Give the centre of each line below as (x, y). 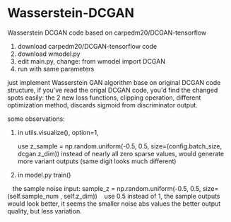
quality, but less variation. (45, 211)
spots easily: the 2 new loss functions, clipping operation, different (104, 98)
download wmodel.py (49, 54)
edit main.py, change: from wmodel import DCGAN (91, 61)
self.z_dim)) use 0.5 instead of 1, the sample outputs (142, 196)
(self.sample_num (33, 196)
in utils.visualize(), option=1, (58, 132)
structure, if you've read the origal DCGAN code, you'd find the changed (113, 90)
